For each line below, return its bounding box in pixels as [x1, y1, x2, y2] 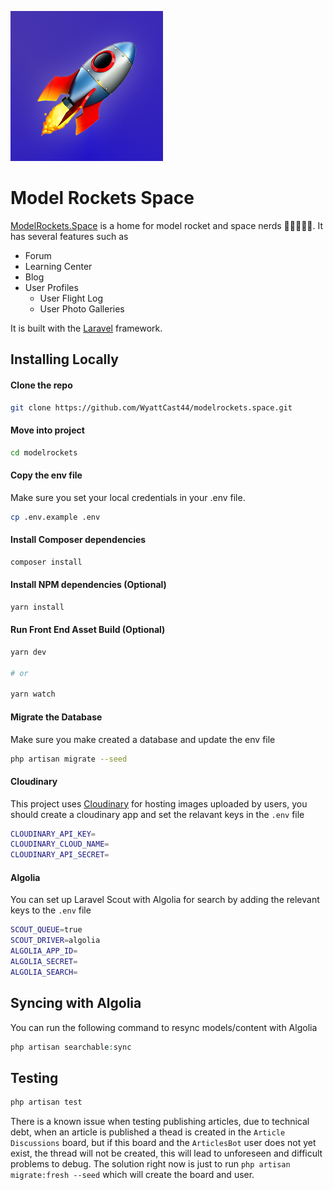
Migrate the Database [10, 711, 103, 723]
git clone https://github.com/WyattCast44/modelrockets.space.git [10, 402, 293, 413]
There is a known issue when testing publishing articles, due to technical [10, 1116, 310, 1128]
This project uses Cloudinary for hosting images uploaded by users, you [10, 797, 308, 810]
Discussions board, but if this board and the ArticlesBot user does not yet [10, 1137, 317, 1149]
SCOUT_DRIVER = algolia [10, 936, 101, 946]
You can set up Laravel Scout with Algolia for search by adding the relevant [10, 894, 320, 906]
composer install [10, 557, 83, 567]
